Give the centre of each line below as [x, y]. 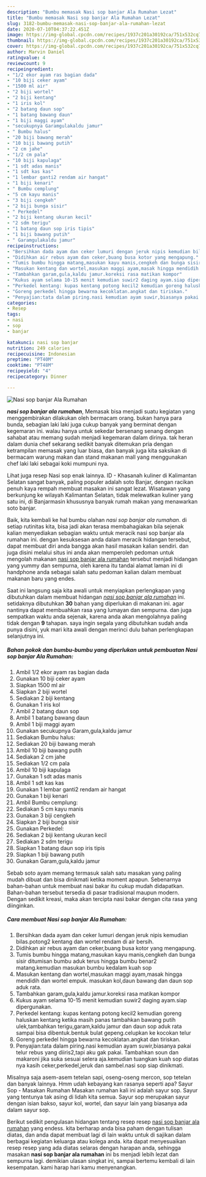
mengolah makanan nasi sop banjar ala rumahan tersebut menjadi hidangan [102, 559]
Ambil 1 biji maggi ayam [45, 724]
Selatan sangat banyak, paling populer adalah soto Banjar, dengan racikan [100, 481]
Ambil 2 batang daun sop [47, 711]
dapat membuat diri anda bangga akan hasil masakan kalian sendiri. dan [98, 546]
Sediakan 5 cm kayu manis [50, 809]
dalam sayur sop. [29, 1110]
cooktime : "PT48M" [30, 366]
